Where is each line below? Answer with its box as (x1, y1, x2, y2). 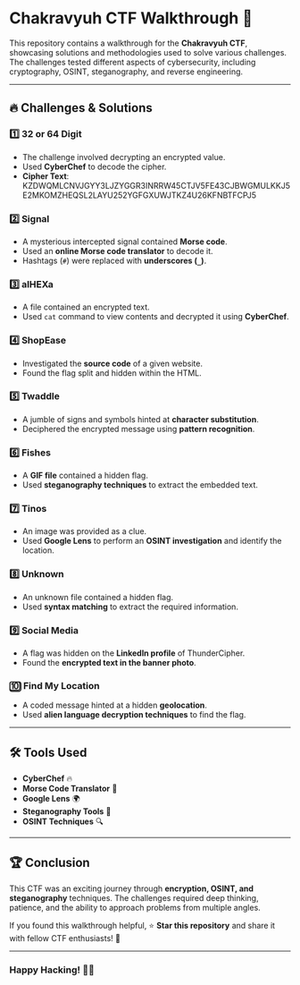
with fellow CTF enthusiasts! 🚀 (9, 932, 121, 943)
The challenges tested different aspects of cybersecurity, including (9, 56, 256, 67)
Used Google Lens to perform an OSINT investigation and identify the (21, 536, 282, 547)
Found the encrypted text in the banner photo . (21, 658, 196, 667)
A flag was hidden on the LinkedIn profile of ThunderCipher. (21, 648, 246, 658)
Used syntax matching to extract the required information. (21, 601, 239, 612)
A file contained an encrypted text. (21, 301, 150, 312)
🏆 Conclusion (9, 854, 91, 870)
